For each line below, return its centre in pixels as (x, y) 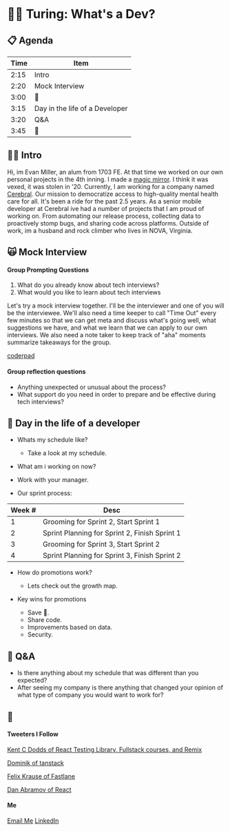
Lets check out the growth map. (73, 586)
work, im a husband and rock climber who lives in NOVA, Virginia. (100, 230)
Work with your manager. (53, 480)
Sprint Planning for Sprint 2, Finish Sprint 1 (112, 533)
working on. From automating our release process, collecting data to (104, 216)
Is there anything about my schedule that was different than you (108, 673)
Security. (40, 634)
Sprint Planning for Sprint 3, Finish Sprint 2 (112, 556)
